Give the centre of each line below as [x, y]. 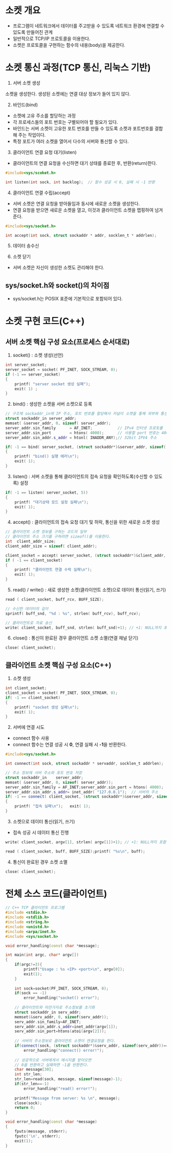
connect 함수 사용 [31, 738]
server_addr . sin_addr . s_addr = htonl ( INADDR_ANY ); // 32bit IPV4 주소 [81, 438]
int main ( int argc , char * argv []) [42, 955]
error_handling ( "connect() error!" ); [64, 1050]
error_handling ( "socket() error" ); [62, 998]
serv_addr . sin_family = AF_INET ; [48, 1022]
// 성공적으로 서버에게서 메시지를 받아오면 [53, 1060]
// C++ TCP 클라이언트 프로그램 [35, 908]
